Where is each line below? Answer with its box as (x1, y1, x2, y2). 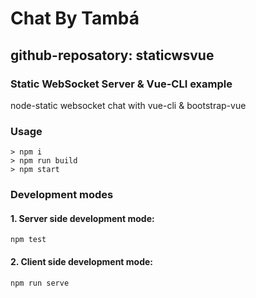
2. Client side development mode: (10, 255, 154, 267)
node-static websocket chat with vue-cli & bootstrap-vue (10, 99, 247, 111)
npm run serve (10, 278, 70, 288)
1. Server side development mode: (10, 212, 155, 224)
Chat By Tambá (10, 7, 140, 30)
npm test (10, 235, 47, 245)
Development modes (10, 188, 114, 202)
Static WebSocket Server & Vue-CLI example (10, 77, 233, 91)
